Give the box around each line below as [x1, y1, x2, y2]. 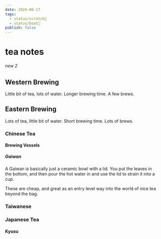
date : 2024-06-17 [5, 7, 41, 12]
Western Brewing [5, 78, 59, 86]
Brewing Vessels [5, 142, 40, 148]
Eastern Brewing [5, 105, 57, 113]
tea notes [5, 46, 44, 58]
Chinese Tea [5, 130, 36, 137]
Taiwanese [5, 203, 32, 210]
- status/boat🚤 [9, 21, 41, 26]
